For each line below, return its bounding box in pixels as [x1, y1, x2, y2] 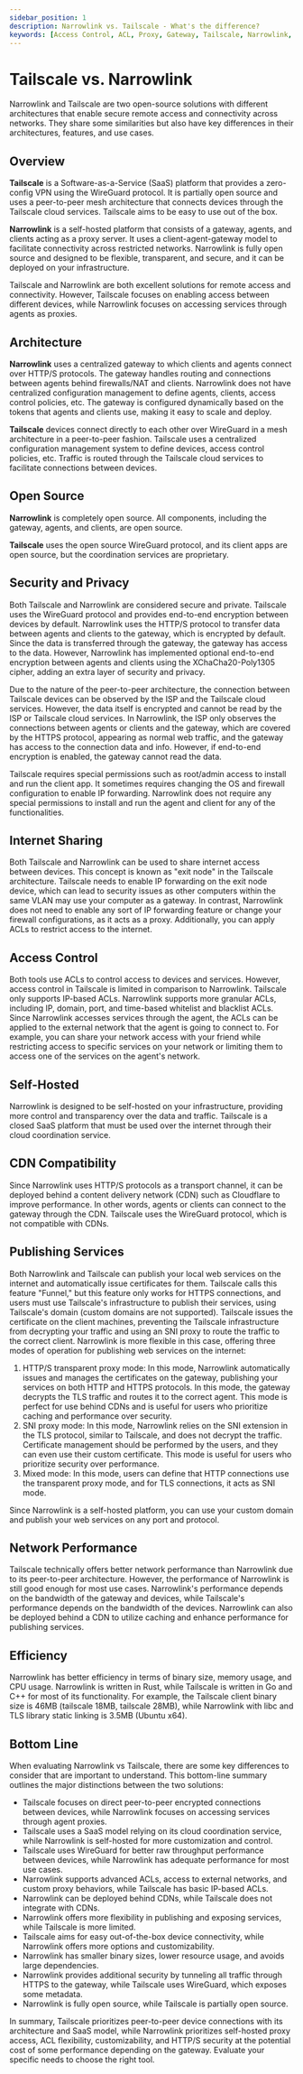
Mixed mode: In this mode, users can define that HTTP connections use [22, 1468, 289, 1478]
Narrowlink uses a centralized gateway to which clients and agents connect [9, 358, 292, 369]
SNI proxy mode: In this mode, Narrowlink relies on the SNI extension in [22, 1420, 289, 1431]
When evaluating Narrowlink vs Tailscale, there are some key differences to [9, 1761, 289, 1772]
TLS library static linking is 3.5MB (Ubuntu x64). [9, 1710, 188, 1721]
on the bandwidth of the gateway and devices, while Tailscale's [9, 1593, 245, 1604]
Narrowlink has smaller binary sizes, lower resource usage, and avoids [22, 1950, 285, 1961]
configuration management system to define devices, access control [9, 443, 264, 454]
